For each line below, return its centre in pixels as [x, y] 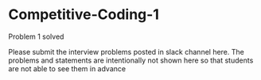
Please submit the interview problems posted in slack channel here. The [126, 51]
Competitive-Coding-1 [84, 15]
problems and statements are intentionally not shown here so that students [131, 60]
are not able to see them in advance [67, 68]
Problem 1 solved [36, 36]
